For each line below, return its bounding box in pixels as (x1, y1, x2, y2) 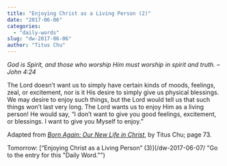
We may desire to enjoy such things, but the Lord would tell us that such (7, 96, 211, 103)
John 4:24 (7, 68, 36, 76)
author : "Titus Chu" (7, 42, 66, 49)
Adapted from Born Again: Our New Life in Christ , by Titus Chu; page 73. (7, 130, 212, 139)
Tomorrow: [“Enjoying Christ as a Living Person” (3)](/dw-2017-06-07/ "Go (7, 144, 218, 152)
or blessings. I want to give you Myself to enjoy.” (7, 117, 144, 125)
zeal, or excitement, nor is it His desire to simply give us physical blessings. (7, 88, 219, 96)
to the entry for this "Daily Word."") (7, 151, 106, 159)
